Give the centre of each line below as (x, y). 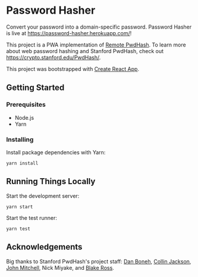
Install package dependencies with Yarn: (56, 152)
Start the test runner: (32, 217)
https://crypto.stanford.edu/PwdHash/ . (54, 57)
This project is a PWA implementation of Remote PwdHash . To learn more (96, 45)
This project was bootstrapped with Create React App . (73, 69)
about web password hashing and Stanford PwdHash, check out (85, 51)
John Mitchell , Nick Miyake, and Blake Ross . (60, 267)
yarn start (20, 207)
